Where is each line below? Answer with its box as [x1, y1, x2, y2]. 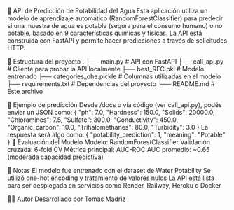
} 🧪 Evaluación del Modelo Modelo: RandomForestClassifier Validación [7, 138, 210, 146]
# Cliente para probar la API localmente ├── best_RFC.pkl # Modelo [7, 65, 205, 73]
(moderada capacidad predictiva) [7, 153, 104, 161]
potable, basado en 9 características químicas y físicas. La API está [7, 29, 202, 37]
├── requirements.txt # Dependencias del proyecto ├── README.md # [7, 80, 215, 87]
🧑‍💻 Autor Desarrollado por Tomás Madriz [7, 195, 126, 203]
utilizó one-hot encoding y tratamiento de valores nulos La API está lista [7, 174, 215, 182]
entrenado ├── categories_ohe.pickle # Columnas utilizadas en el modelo [7, 72, 221, 80]
